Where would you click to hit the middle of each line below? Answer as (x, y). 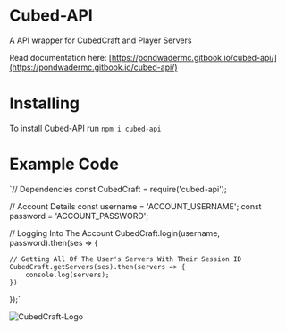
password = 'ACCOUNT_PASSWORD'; (79, 216)
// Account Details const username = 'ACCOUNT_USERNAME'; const (135, 206)
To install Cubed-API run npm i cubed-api (85, 128)
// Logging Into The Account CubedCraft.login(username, (115, 233)
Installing (45, 103)
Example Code (64, 164)
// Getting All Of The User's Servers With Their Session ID (126, 259)
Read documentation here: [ (61, 57)
